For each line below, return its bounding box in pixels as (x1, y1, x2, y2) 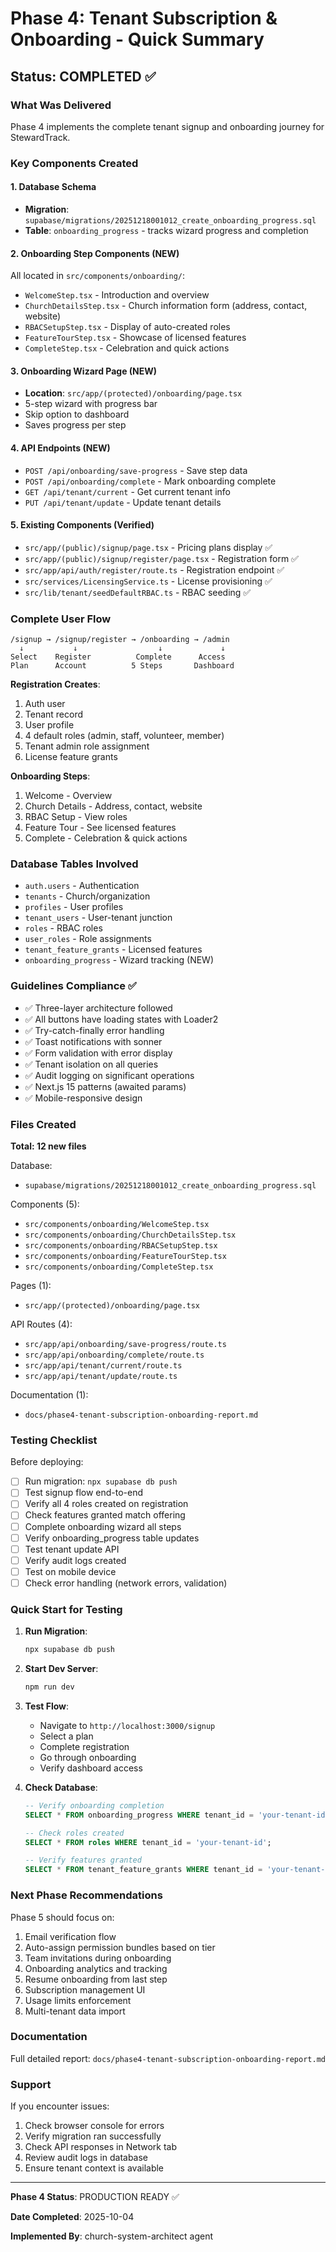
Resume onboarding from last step (24, 1973, 168, 1985)
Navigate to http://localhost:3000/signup (39, 1719, 216, 1731)
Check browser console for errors (24, 2120, 165, 2132)
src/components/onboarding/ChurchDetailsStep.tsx (24, 1230, 237, 1240)
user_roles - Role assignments (24, 933, 152, 945)
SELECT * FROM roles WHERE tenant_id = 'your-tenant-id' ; (24, 1837, 272, 1847)
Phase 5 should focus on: (10, 1911, 115, 1923)
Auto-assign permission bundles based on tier (24, 1941, 216, 1953)
